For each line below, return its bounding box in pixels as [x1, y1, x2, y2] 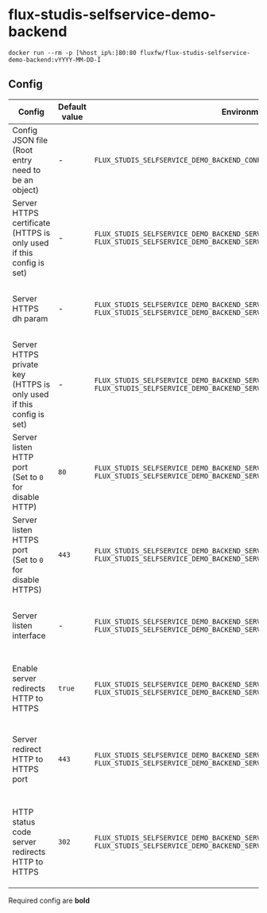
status [12, 816, 36, 827]
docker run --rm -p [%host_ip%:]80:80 [8, 49, 137, 57]
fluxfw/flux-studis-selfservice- [139, 49, 250, 57]
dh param [12, 313, 48, 324]
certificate [12, 217, 51, 228]
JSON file [12, 134, 48, 145]
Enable [12, 663, 38, 674]
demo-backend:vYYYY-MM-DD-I [8, 56, 102, 64]
